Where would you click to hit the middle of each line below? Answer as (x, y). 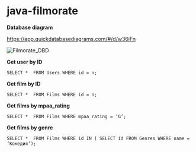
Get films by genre (30, 127)
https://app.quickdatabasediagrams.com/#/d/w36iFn (71, 39)
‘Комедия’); (21, 144)
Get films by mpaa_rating (38, 106)
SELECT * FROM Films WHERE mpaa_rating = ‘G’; (67, 116)
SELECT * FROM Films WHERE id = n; (52, 94)
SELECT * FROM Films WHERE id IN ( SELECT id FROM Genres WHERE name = (98, 138)
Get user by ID (25, 62)
